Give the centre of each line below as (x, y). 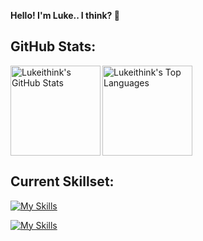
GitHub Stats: (53, 46)
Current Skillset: (62, 181)
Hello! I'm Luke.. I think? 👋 (65, 15)
